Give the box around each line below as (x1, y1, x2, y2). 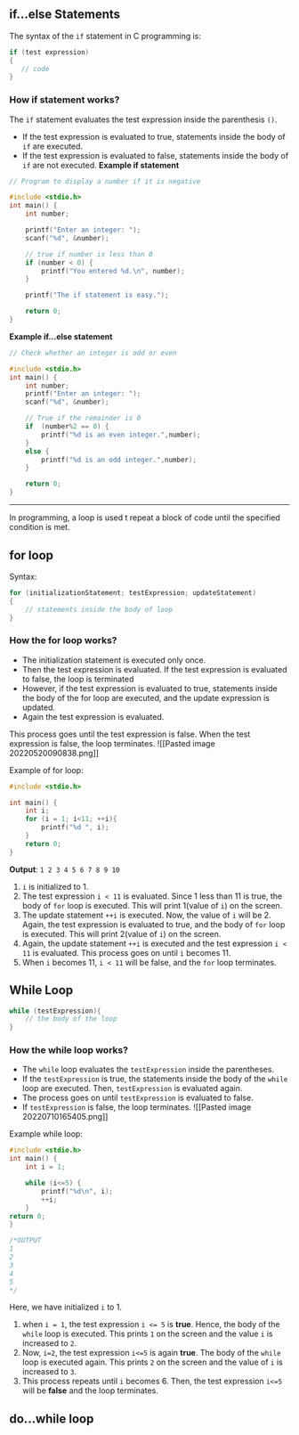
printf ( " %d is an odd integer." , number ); (41, 455, 198, 464)
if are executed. (21, 141, 83, 151)
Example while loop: (9, 1129, 83, 1139)
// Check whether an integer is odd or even (9, 348, 177, 357)
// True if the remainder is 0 (25, 414, 141, 423)
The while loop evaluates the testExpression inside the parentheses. (21, 1064, 274, 1075)
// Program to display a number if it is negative (9, 176, 201, 186)
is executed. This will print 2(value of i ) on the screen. (21, 928, 222, 939)
